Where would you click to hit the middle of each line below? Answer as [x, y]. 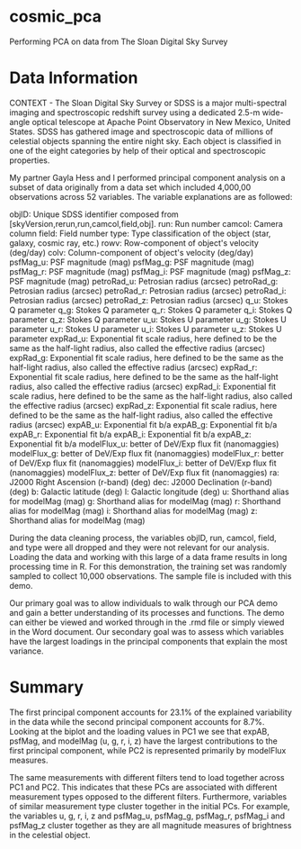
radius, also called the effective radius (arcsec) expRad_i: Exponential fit [143, 386]
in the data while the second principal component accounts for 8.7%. [137, 721]
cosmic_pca [55, 17]
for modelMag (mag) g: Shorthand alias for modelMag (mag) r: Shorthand [145, 501]
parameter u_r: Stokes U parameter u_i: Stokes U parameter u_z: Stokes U [146, 329]
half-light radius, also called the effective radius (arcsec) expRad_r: [133, 367]
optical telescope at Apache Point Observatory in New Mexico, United [161, 122]
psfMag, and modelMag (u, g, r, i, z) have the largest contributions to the [144, 741]
